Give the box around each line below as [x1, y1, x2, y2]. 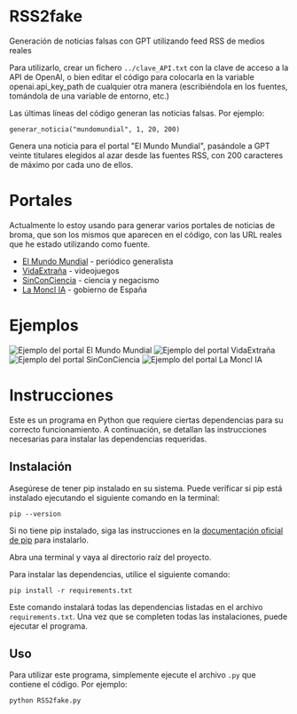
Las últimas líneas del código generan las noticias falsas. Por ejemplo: [9, 107, 265, 118]
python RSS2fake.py [9, 696, 82, 705]
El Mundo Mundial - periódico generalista [21, 256, 174, 266]
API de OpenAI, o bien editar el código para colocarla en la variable [9, 71, 254, 82]
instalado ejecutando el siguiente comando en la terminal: [9, 492, 220, 503]
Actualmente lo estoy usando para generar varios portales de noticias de [9, 219, 276, 230]
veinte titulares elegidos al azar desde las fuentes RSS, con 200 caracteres [9, 149, 284, 161]
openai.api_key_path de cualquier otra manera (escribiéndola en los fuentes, [9, 81, 288, 91]
